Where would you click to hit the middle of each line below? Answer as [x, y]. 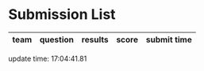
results [95, 39]
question [56, 39]
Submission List [62, 15]
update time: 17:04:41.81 [48, 58]
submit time [169, 39]
